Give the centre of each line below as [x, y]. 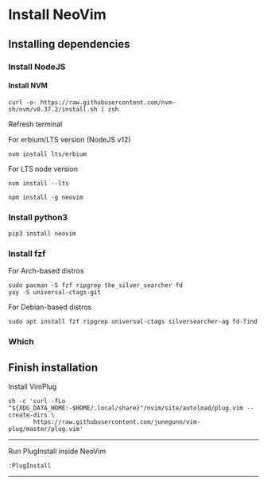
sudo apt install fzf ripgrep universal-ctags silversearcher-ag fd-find [133, 322]
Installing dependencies [69, 44]
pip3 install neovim [43, 234]
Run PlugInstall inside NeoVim [57, 452]
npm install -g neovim [46, 197]
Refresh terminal [35, 124]
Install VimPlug [33, 386]
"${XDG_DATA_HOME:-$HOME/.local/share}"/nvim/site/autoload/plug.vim [126, 408]
